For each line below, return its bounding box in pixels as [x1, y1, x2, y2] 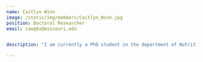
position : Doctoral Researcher [6, 20, 85, 26]
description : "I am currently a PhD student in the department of [6, 42, 177, 48]
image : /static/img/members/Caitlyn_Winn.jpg [6, 14, 123, 20]
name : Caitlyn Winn [6, 8, 56, 15]
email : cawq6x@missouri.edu [6, 25, 77, 32]
